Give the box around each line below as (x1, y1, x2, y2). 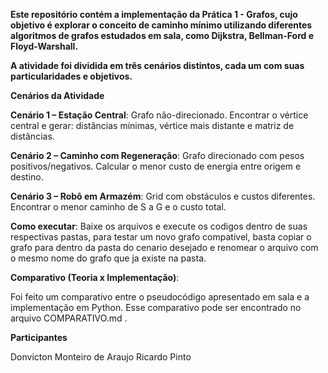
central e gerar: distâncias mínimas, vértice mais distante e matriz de (10, 120, 295, 131)
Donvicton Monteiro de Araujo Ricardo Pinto (10, 351, 192, 363)
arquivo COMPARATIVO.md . (10, 312, 128, 324)
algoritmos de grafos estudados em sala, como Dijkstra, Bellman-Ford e (10, 30, 315, 41)
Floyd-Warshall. (10, 40, 79, 52)
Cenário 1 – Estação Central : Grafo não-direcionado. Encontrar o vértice (10, 109, 309, 121)
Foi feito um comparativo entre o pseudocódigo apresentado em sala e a (10, 291, 310, 303)
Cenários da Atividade (10, 90, 105, 101)
